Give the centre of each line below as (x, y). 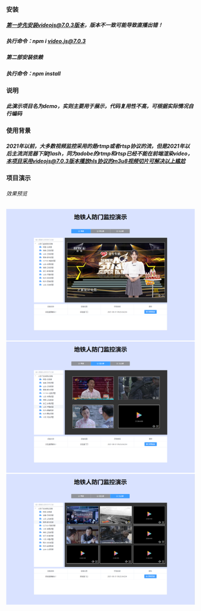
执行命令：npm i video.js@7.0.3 (46, 41)
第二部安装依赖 (25, 57)
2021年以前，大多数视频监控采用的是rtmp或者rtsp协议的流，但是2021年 (95, 146)
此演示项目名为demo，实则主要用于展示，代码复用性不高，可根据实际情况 (97, 106)
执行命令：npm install (33, 74)
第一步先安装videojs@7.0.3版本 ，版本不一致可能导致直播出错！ (85, 25)
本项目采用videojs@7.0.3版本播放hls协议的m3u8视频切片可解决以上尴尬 (96, 161)
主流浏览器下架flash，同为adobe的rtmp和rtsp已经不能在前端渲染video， (102, 153)
